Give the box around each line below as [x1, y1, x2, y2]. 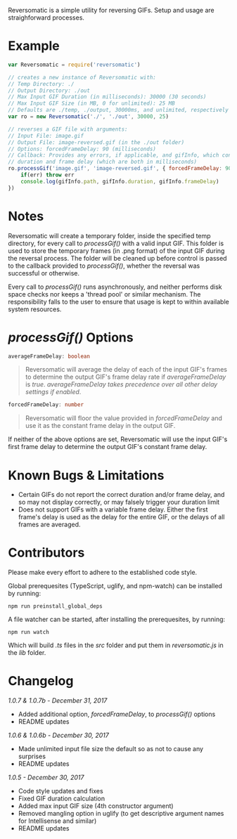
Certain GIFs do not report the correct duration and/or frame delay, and [18, 490, 225, 499]
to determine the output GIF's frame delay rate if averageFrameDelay [25, 372, 226, 382]
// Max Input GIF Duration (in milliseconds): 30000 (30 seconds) [8, 93, 207, 100]
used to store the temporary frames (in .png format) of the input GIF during [8, 246, 225, 255]
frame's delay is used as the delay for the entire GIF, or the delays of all [18, 513, 225, 521]
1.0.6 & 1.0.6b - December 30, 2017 [8, 731, 110, 740]
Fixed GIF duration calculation [18, 794, 105, 803]
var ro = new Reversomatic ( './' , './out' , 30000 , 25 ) [8, 113, 169, 120]
